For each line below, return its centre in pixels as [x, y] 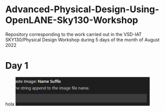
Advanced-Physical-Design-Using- [82, 9]
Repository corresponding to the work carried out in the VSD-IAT [74, 34]
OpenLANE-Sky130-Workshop [72, 20]
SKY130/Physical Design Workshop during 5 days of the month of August [82, 40]
